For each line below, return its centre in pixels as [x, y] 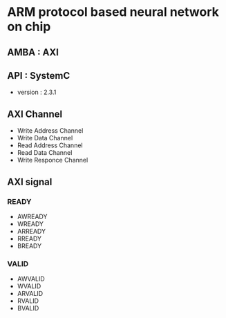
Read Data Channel [45, 153]
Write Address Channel [50, 131]
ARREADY [31, 231]
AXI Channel [35, 114]
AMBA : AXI [33, 52]
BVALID [28, 308]
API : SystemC [39, 76]
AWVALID [31, 279]
